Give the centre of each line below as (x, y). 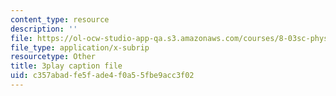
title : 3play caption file (66, 66)
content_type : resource (60, 19)
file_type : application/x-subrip (80, 47)
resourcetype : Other (53, 57)
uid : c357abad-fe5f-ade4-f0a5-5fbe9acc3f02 (102, 76)
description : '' (44, 29)
